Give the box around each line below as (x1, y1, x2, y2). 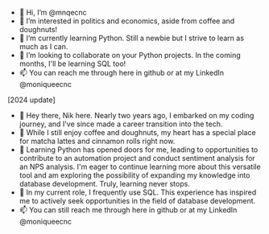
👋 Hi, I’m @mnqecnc (19, 8, 88, 17)
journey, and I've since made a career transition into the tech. (19, 119, 223, 129)
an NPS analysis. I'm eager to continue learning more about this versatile (19, 162, 261, 171)
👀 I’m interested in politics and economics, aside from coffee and (19, 16, 235, 26)
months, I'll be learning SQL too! (19, 59, 126, 68)
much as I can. (19, 42, 68, 51)
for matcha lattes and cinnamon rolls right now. (19, 137, 176, 146)
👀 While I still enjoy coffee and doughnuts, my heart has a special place (19, 128, 256, 137)
